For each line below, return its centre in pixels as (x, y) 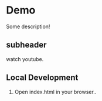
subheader (26, 45)
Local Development (42, 78)
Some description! (28, 26)
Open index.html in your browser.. (55, 92)
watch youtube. (25, 59)
